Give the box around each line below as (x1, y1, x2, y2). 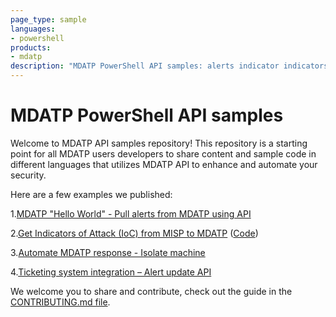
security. (10, 169, 47, 181)
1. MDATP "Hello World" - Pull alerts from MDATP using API (10, 207, 252, 220)
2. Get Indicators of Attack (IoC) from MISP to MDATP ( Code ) (10, 227, 259, 239)
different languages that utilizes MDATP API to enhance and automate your (10, 158, 318, 170)
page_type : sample (10, 14, 87, 25)
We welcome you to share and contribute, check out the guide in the (10, 285, 293, 297)
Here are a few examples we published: (10, 188, 173, 200)
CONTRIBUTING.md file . (10, 296, 111, 308)
